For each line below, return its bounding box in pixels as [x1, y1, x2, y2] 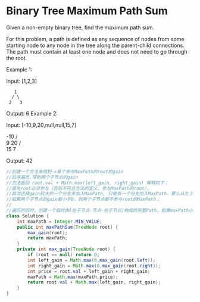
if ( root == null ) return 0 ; [27, 252, 100, 258]
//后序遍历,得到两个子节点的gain [6, 174, 79, 180]
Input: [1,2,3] [6, 77, 37, 85]
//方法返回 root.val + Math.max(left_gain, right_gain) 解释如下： [6, 180, 169, 186]
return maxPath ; [27, 235, 68, 241]
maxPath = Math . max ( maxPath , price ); [27, 274, 118, 280]
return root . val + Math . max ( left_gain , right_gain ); [27, 279, 161, 285]
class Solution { [6, 213, 49, 219]
